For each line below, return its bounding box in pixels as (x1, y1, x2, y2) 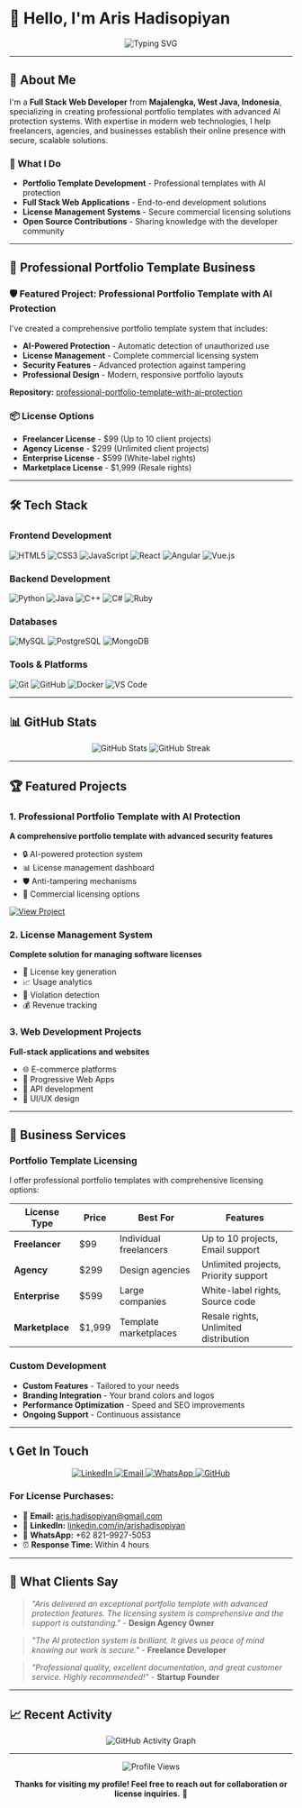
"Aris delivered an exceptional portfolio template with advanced (31, 1598, 268, 1609)
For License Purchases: (9, 1490, 114, 1502)
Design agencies (120, 1264, 191, 1276)
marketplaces (120, 1327, 178, 1339)
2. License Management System (9, 928, 153, 941)
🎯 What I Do (9, 157, 61, 169)
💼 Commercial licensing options (22, 889, 140, 899)
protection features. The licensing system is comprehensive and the (31, 1608, 284, 1619)
